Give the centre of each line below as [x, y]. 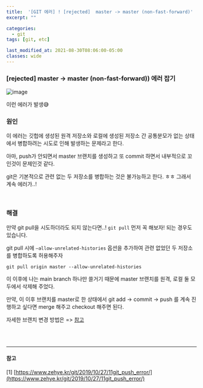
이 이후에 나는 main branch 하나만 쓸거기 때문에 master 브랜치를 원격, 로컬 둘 [98, 279]
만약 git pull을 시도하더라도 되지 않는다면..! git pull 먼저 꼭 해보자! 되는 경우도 [99, 227]
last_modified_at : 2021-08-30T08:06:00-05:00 [64, 51]
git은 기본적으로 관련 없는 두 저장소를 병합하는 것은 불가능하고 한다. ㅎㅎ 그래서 [99, 176]
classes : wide [24, 56]
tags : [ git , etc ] [28, 40]
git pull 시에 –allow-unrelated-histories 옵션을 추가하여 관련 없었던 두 [92, 248]
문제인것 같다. [38, 164]
